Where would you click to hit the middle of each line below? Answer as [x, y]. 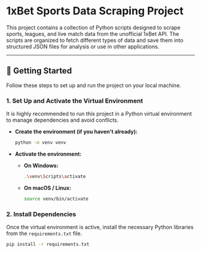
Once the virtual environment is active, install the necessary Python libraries [100, 227]
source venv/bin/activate [56, 199]
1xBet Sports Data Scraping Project [95, 11]
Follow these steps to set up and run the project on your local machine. [94, 85]
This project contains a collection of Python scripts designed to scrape [93, 27]
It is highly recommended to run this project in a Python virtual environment [99, 114]
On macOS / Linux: [48, 188]
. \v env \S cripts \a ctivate [55, 176]
